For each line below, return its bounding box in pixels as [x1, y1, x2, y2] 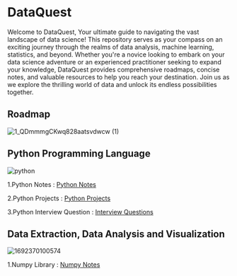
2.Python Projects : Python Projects [7, 194, 111, 202]
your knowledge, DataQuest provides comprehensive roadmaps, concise [7, 65, 220, 74]
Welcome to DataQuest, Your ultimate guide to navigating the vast [7, 28, 200, 36]
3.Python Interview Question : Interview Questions [7, 207, 154, 216]
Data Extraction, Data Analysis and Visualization [7, 228, 225, 240]
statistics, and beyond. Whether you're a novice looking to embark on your [7, 50, 225, 59]
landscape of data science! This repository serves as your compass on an [7, 35, 223, 43]
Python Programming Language [7, 148, 151, 160]
